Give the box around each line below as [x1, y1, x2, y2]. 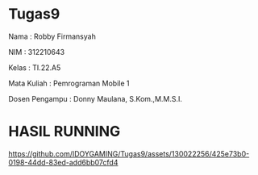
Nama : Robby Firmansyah [8, 31, 97, 41]
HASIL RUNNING [8, 123, 121, 141]
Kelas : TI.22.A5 [8, 62, 61, 73]
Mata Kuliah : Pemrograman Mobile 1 [8, 78, 130, 88]
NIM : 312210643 [8, 47, 65, 56]
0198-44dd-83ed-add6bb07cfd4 [8, 157, 119, 167]
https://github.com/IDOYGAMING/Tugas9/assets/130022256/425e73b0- [8, 148, 250, 158]
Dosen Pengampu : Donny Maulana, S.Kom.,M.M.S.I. [8, 94, 183, 103]
